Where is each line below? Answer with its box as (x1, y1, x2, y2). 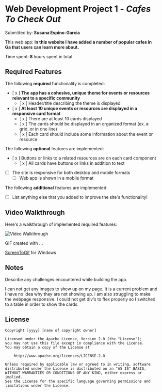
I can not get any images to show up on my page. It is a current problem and (5, 286, 158, 292)
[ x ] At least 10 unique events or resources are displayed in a (12, 105, 137, 111)
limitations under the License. (5, 383, 70, 388)
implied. (5, 375, 23, 380)
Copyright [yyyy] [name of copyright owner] (5, 328, 97, 333)
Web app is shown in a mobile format (19, 175, 94, 181)
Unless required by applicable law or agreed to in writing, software (5, 362, 151, 367)
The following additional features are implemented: (5, 185, 108, 190)
